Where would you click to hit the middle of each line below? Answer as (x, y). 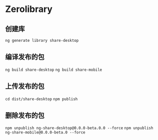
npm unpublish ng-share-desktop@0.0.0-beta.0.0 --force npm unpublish (79, 128)
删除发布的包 (25, 116)
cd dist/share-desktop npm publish (41, 99)
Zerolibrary (29, 9)
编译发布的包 (25, 57)
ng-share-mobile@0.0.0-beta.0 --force (45, 133)
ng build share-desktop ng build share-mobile (54, 70)
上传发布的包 (25, 86)
